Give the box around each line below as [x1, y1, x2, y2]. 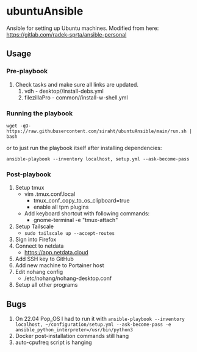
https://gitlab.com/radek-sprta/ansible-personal [6, 31, 127, 38]
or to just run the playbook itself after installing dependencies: [6, 144, 162, 151]
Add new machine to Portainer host [15, 262, 104, 269]
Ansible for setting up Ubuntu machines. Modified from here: [6, 24, 159, 32]
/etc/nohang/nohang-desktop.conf [24, 275, 112, 282]
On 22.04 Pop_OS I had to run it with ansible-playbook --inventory [15, 315, 185, 323]
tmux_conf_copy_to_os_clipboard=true [33, 197, 130, 204]
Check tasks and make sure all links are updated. [15, 81, 139, 88]
